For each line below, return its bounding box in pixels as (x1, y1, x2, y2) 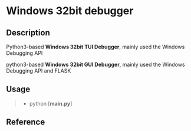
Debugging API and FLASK (6, 67, 71, 74)
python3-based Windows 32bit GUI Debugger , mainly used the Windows (6, 61, 185, 68)
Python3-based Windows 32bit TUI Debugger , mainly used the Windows (6, 43, 185, 50)
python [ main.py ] (29, 100, 73, 107)
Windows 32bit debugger (6, 4, 134, 18)
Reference (6, 117, 45, 127)
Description (6, 28, 50, 38)
